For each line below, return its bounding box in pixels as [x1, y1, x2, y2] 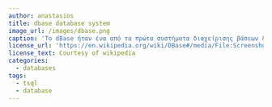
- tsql [15, 79, 38, 87]
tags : [8, 72, 27, 80]
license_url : [8, 42, 53, 50]
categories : [8, 57, 49, 65]
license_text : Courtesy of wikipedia [8, 49, 136, 57]
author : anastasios [8, 11, 74, 20]
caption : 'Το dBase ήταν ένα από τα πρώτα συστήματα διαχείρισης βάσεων [8, 34, 259, 43]
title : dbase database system [8, 19, 111, 27]
